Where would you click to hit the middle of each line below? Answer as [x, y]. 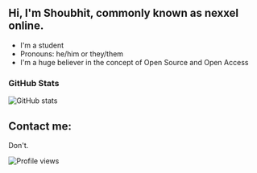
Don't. [19, 145]
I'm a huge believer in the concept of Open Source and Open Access [134, 62]
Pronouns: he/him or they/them [71, 54]
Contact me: [40, 126]
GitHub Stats [34, 83]
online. [26, 26]
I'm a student [42, 45]
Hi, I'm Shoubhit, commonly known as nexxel [124, 13]
